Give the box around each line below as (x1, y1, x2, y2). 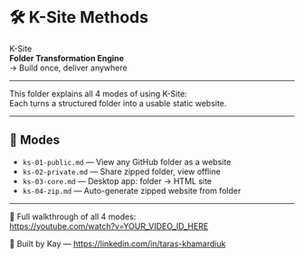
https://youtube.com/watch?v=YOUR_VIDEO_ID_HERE (9, 220, 209, 231)
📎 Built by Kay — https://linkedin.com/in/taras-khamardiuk (9, 238, 226, 249)
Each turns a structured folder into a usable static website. (9, 97, 227, 108)
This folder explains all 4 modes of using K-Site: (9, 88, 187, 99)
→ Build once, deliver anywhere (9, 62, 128, 73)
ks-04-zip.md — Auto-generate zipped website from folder (22, 185, 242, 196)
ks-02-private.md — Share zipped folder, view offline (22, 166, 222, 177)
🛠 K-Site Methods (9, 7, 149, 28)
